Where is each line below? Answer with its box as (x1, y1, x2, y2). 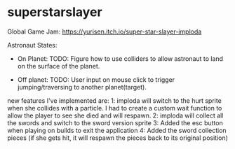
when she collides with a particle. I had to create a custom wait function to (7, 104, 222, 112)
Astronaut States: (7, 41, 58, 49)
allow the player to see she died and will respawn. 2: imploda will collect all (7, 111, 224, 120)
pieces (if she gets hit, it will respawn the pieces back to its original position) (7, 134, 228, 142)
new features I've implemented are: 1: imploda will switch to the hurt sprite (7, 96, 222, 105)
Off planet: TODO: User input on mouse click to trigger (17, 75, 175, 84)
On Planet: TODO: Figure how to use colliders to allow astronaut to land (17, 54, 223, 63)
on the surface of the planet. (17, 62, 100, 70)
